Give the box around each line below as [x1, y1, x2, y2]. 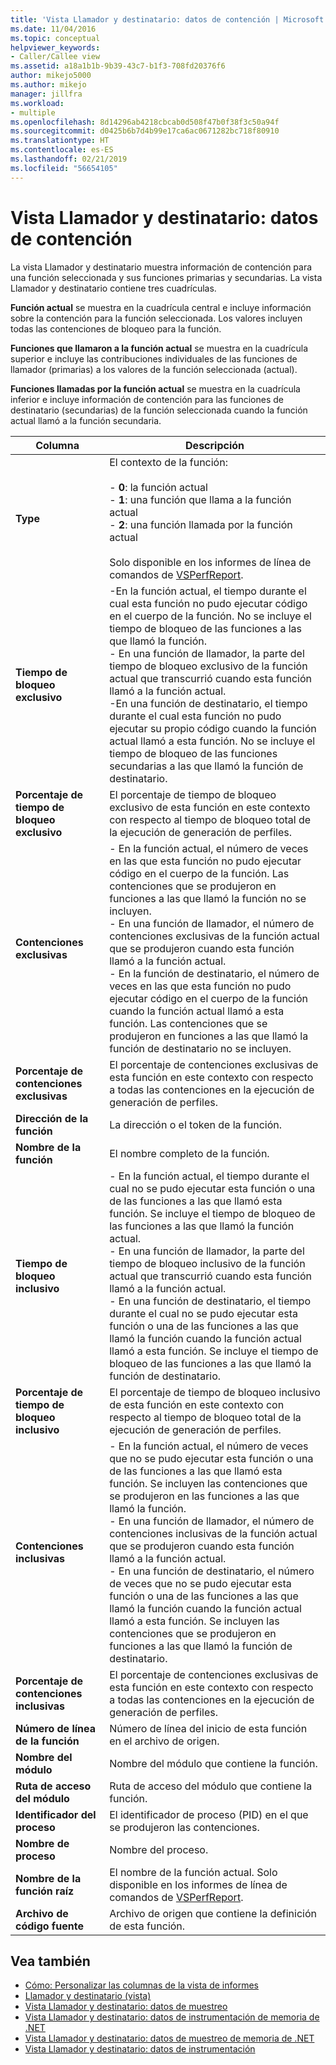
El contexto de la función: [109, 455, 228, 469]
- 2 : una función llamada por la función [109, 517, 293, 531]
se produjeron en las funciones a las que [109, 1489, 300, 1503]
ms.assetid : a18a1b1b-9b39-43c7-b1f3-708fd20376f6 [10, 61, 226, 71]
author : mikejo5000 [10, 71, 92, 81]
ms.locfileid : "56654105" [10, 163, 118, 173]
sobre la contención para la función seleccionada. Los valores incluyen [10, 312, 303, 324]
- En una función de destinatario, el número [109, 1564, 315, 1578]
